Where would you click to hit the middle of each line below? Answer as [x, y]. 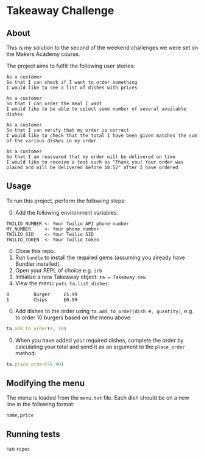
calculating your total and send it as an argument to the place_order [100, 347]
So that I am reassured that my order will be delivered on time [91, 157]
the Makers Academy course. [43, 54]
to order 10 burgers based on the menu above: [73, 317]
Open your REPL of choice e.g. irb [58, 270]
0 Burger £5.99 [42, 294]
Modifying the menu [46, 383]
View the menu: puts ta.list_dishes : [62, 283]
